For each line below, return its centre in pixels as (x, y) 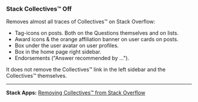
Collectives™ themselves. (37, 76)
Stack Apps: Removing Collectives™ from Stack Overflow (76, 93)
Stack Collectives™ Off (39, 9)
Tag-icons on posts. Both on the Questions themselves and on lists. (96, 33)
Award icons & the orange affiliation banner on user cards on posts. (96, 40)
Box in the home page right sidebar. (58, 52)
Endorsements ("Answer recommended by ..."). (72, 58)
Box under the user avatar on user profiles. (67, 45)
